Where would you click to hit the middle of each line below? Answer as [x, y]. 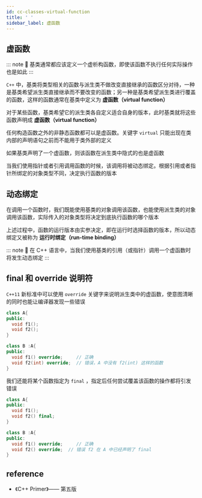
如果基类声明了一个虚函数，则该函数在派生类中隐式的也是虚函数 [85, 153]
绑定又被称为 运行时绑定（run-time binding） [63, 237]
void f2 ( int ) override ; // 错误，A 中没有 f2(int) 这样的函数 [87, 363]
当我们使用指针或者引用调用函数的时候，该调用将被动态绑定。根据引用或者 [98, 166]
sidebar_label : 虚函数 [33, 23]
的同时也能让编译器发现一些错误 [46, 302]
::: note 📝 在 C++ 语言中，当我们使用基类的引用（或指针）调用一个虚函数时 [99, 250]
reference [25, 474]
